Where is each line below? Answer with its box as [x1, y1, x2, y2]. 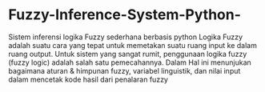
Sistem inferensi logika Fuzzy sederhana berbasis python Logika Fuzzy [8, 32, 243, 42]
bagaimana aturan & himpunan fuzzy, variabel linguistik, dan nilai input [8, 66, 241, 75]
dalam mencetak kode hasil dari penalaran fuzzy [8, 74, 168, 84]
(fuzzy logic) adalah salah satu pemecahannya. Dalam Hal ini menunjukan [8, 58, 252, 67]
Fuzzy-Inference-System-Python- [8, 6, 242, 24]
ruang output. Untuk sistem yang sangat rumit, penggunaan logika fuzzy [8, 49, 247, 58]
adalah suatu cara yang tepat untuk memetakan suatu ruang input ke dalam [8, 40, 258, 50]
